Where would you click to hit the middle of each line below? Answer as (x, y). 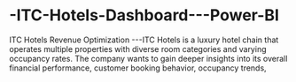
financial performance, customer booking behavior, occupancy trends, (138, 68)
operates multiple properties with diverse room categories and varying (138, 48)
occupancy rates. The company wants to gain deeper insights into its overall (148, 58)
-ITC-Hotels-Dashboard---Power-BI (144, 15)
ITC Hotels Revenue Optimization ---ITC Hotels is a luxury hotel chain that (144, 40)
